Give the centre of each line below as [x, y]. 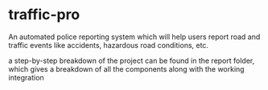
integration [26, 77]
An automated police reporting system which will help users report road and [134, 37]
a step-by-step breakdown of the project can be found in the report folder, [132, 61]
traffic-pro [44, 15]
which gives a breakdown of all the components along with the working [126, 68]
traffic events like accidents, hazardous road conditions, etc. [109, 45]
